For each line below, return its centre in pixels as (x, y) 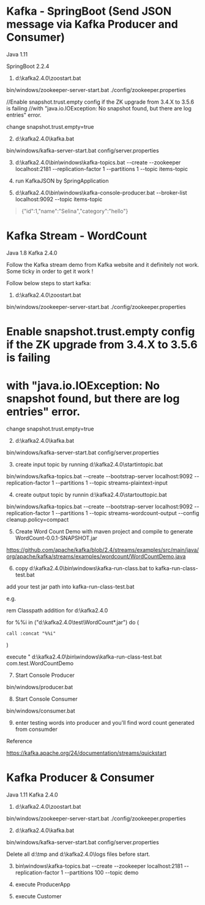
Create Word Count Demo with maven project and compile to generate (104, 531)
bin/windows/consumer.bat (41, 711)
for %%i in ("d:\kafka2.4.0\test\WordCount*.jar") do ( (73, 622)
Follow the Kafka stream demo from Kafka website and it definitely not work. (103, 264)
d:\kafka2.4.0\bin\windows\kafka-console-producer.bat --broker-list (101, 193)
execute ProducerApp (43, 884)
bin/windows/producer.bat (40, 687)
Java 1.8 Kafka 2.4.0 (32, 253)
